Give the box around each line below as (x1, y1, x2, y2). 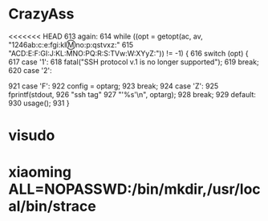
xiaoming (8, 163, 72, 182)
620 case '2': (8, 65, 52, 75)
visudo (8, 126, 55, 145)
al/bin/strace (8, 198, 96, 215)
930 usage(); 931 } (8, 98, 70, 108)
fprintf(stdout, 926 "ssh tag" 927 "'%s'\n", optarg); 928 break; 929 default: (8, 89, 257, 99)
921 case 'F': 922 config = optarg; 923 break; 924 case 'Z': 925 (8, 81, 219, 91)
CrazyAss (8, 5, 75, 23)
